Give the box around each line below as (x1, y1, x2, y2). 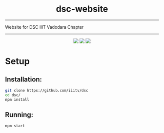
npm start (5, 123, 25, 129)
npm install (5, 97, 29, 102)
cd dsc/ (5, 93, 21, 97)
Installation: (5, 75, 42, 83)
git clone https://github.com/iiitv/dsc (5, 88, 89, 93)
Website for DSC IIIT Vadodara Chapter (5, 24, 84, 30)
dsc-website (56, 3, 108, 15)
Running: (5, 111, 34, 119)
